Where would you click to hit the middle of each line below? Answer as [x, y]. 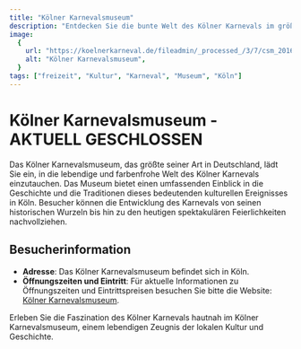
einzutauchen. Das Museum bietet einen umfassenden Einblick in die [137, 183]
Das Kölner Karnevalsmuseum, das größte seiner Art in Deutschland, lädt [144, 164]
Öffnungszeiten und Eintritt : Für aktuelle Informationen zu [130, 281]
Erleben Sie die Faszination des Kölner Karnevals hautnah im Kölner [134, 317]
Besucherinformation [70, 250]
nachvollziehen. [39, 222]
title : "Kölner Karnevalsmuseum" [72, 17]
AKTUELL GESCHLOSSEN [106, 139]
